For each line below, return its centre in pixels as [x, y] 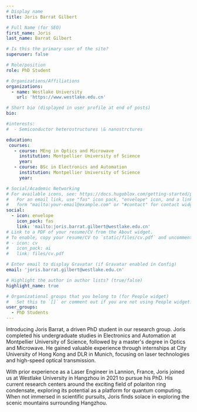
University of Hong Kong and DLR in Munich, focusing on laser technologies [98, 354]
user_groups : [22, 307]
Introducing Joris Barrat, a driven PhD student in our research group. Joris [96, 329]
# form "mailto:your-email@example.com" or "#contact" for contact [93, 205]
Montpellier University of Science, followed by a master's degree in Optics [96, 342]
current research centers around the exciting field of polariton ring [86, 384]
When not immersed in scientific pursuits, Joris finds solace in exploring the [98, 396]
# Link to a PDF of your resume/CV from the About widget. [80, 232]
